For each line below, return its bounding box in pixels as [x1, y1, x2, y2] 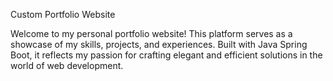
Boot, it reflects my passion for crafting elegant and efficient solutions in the [10, 49, 323, 61]
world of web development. [10, 60, 124, 71]
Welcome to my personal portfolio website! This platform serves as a [10, 28, 293, 39]
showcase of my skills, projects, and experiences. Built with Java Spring [10, 39, 308, 50]
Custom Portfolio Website [10, 9, 116, 20]
